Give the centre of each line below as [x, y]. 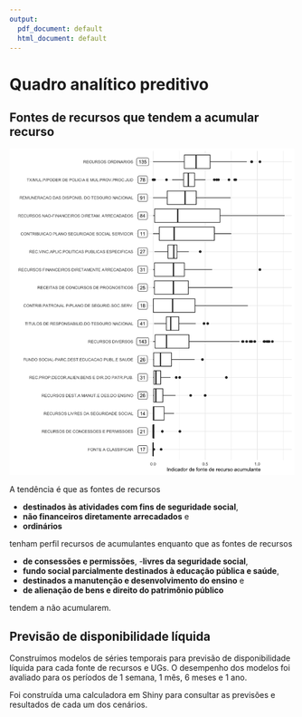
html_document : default [62, 38]
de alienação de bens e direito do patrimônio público [123, 590]
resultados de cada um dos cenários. [78, 705]
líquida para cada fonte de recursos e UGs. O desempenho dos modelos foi [150, 668]
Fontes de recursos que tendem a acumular [134, 117]
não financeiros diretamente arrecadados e [106, 517]
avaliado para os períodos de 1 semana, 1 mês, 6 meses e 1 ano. [128, 678]
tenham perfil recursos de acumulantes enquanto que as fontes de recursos [151, 544]
